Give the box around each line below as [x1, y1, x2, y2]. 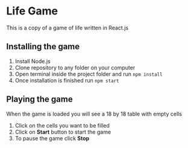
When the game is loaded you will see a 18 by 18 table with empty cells [6, 110, 183, 117]
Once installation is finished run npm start [14, 76, 119, 84]
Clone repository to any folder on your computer [14, 64, 136, 71]
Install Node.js [14, 57, 51, 64]
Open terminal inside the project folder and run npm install [14, 70, 163, 78]
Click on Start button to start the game [14, 128, 111, 135]
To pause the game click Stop [14, 134, 90, 142]
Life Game [6, 4, 58, 18]
